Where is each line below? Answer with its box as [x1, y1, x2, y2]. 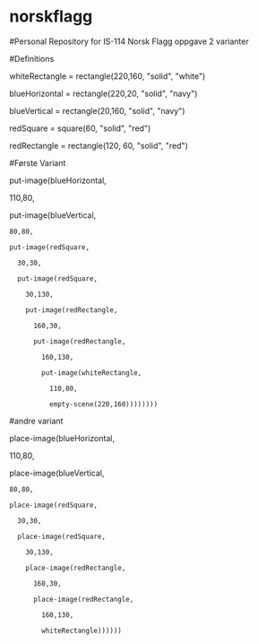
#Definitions [9, 53, 55, 64]
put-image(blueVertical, [9, 209, 97, 221]
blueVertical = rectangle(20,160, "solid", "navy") [9, 105, 185, 116]
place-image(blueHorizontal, [9, 432, 115, 443]
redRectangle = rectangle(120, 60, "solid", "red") [9, 140, 188, 151]
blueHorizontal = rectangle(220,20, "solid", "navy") [9, 88, 198, 99]
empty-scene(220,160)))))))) [48, 399, 159, 409]
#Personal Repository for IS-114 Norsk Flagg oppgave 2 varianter [9, 36, 249, 47]
